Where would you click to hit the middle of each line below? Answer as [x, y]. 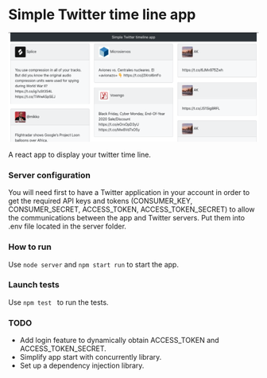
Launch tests [34, 285]
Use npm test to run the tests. [58, 302]
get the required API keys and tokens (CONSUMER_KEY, [101, 201]
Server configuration [50, 175]
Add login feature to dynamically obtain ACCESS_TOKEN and [120, 341]
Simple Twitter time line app [102, 15]
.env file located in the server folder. [68, 226]
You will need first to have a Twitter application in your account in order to [129, 193]
